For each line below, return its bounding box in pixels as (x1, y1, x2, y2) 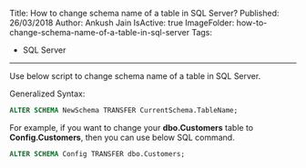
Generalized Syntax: (9, 88, 86, 99)
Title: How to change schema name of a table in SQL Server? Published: (9, 8, 280, 18)
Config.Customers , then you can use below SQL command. (9, 132, 235, 143)
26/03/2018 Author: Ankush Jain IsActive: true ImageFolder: (9, 17, 235, 28)
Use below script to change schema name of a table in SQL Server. (9, 71, 261, 81)
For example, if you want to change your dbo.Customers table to (9, 122, 254, 133)
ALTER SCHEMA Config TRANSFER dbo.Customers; (9, 149, 185, 158)
